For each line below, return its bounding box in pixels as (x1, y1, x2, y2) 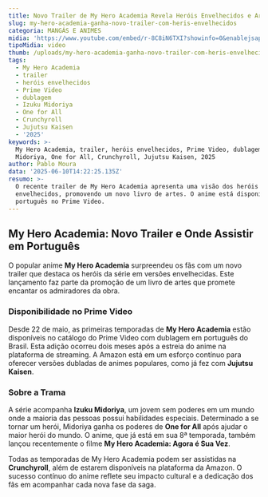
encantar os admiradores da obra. (8, 286, 120, 296)
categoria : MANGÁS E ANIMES (8, 26, 102, 34)
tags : (8, 57, 26, 65)
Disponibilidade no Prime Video (8, 306, 133, 317)
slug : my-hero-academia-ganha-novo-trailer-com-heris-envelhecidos (8, 19, 238, 27)
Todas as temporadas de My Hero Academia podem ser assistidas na (8, 454, 237, 463)
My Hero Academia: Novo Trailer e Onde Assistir (8, 227, 254, 241)
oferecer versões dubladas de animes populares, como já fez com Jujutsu (8, 358, 254, 368)
